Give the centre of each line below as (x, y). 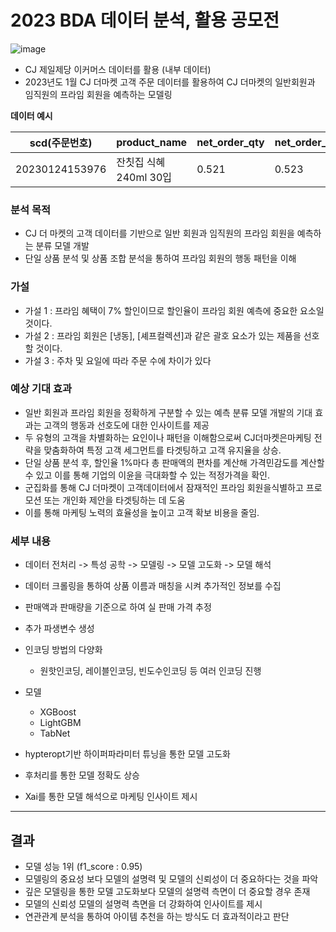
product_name (152, 142)
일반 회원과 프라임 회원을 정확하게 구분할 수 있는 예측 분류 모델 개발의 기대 (168, 412)
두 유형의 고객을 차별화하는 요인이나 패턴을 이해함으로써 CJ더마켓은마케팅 (168, 437)
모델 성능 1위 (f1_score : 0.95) (83, 866)
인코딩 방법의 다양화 (63, 650)
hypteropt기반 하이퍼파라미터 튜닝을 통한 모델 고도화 (127, 754)
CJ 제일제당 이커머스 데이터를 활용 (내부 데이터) (118, 69)
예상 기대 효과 (41, 389)
